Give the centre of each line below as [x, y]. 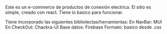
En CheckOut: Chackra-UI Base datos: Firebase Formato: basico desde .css [83, 27]
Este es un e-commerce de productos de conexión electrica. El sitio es [78, 7]
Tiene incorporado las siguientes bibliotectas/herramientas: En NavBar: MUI [83, 22]
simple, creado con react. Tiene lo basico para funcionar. [64, 12]
